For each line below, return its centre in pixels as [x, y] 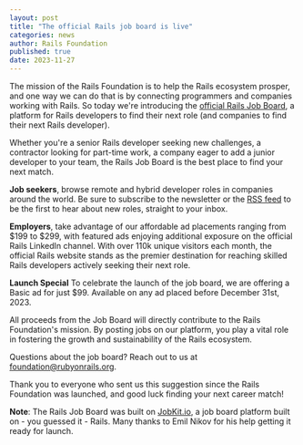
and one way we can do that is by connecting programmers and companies [151, 96]
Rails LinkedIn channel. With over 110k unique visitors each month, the [141, 246]
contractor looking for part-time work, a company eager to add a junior [142, 152]
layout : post [34, 18]
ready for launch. [42, 431]
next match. [32, 171]
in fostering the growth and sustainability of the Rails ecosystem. [131, 339]
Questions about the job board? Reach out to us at [104, 357]
